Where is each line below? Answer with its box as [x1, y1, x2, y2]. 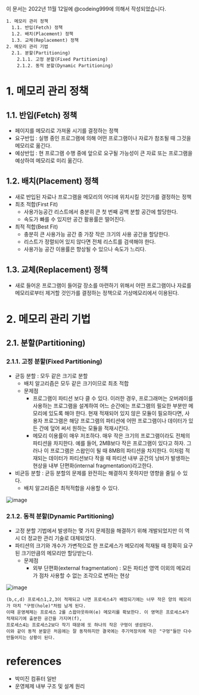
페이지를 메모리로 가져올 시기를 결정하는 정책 [14, 127, 119, 134]
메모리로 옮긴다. [14, 142, 52, 149]
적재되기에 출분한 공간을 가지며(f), [6, 615, 82, 621]
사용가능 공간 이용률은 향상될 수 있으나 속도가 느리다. [23, 245, 147, 252]
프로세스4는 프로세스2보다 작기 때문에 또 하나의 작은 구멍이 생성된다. [6, 621, 154, 628]
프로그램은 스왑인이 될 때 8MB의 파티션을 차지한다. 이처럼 [49, 447, 184, 454]
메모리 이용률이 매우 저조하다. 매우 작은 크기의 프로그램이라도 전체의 [32, 432, 191, 439]
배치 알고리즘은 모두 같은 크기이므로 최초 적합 [23, 379, 129, 387]
